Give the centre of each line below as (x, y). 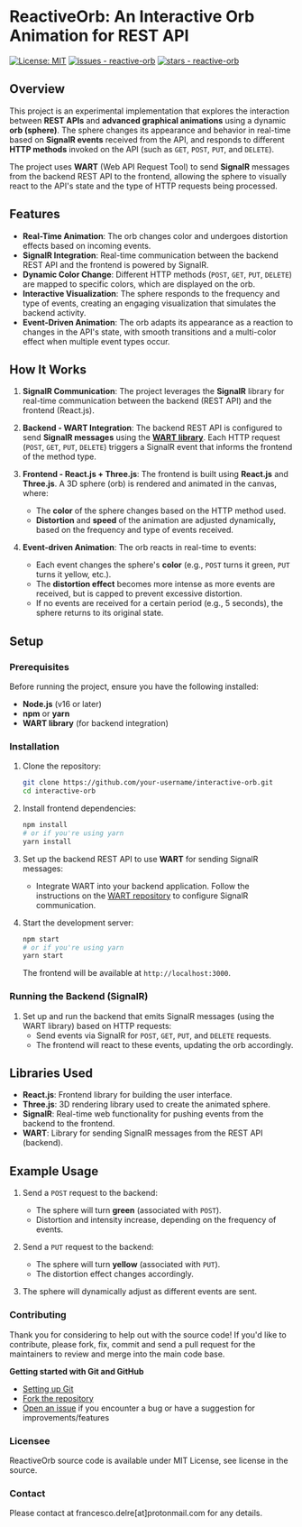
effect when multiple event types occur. (96, 341)
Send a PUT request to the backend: (88, 1247)
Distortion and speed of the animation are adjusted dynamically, (156, 520)
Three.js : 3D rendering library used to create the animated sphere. (146, 1104)
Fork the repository (58, 1398)
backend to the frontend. (69, 1124)
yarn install (47, 842)
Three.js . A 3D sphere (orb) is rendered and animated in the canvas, (150, 483)
